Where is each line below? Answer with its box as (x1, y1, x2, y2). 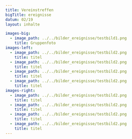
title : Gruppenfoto (14, 40, 56, 46)
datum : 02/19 (5, 17, 33, 22)
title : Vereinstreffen (5, 7, 54, 13)
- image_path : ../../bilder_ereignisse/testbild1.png (10, 36, 127, 41)
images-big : (5, 31, 31, 36)
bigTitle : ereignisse (5, 12, 52, 17)
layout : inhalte (5, 21, 40, 27)
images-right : (5, 88, 36, 93)
